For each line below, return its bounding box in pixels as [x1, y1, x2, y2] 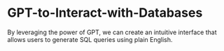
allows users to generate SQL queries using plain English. [7, 35, 173, 43]
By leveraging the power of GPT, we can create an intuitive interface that [7, 28, 217, 36]
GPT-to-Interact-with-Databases [7, 5, 203, 21]
